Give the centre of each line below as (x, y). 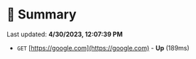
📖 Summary (42, 15)
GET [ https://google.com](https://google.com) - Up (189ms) (103, 48)
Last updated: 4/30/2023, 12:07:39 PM (65, 34)
